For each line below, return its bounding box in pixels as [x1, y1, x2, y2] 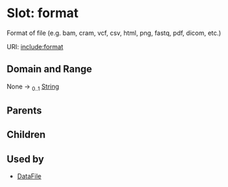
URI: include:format [6, 42, 63, 51]
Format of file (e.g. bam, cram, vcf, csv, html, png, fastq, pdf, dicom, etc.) [6, 29, 222, 37]
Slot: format [6, 5, 79, 21]
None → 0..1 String [6, 82, 60, 92]
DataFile [16, 172, 42, 181]
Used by [6, 153, 44, 165]
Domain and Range [6, 63, 93, 76]
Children [6, 128, 46, 141]
